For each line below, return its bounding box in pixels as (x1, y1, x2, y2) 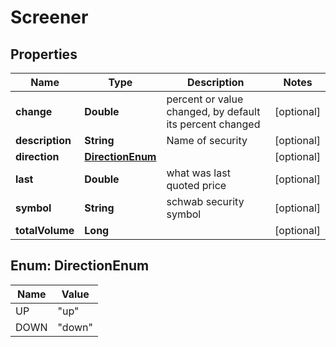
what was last (166, 166, 231, 180)
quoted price (166, 179, 227, 192)
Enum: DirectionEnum (10, 257, 150, 275)
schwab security (166, 195, 245, 208)
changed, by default (166, 105, 261, 118)
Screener (10, 6, 89, 29)
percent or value (166, 92, 244, 106)
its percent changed (166, 117, 261, 131)
